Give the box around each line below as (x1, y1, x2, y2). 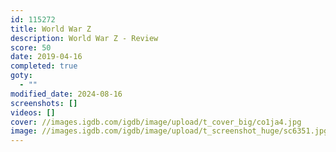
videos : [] (10, 107, 56, 118)
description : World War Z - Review (10, 33, 159, 43)
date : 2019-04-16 (10, 52, 83, 62)
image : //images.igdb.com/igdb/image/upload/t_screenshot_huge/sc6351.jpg (10, 126, 329, 136)
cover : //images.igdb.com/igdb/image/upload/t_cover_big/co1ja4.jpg (10, 117, 302, 127)
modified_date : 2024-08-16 (10, 89, 123, 99)
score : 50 (10, 42, 52, 53)
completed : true (10, 61, 78, 71)
